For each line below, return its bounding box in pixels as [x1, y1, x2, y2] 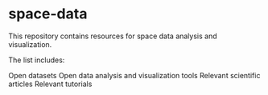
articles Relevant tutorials [8, 79, 93, 89]
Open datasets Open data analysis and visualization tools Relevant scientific [8, 70, 261, 80]
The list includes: [8, 55, 65, 65]
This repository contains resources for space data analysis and [8, 31, 217, 41]
